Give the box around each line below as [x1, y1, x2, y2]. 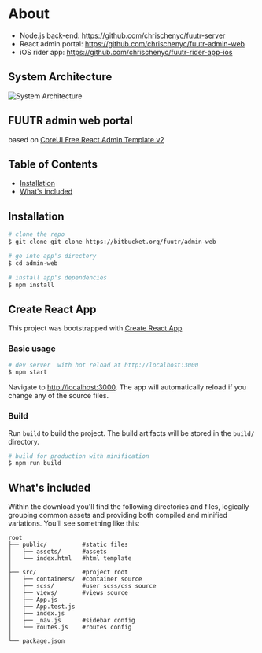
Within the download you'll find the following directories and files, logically [8, 502, 249, 511]
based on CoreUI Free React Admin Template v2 [8, 135, 165, 144]
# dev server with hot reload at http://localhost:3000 [8, 361, 199, 369]
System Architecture [8, 70, 113, 83]
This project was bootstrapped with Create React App [8, 323, 183, 333]
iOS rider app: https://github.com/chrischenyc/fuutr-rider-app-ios [19, 47, 233, 57]
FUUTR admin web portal [8, 114, 134, 127]
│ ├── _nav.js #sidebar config [8, 617, 135, 625]
